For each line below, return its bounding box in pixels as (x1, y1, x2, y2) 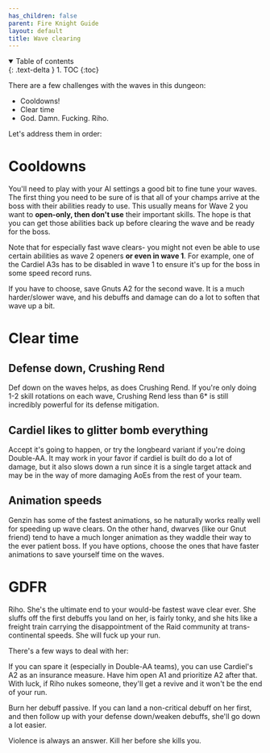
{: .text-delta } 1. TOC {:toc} (8, 65, 99, 75)
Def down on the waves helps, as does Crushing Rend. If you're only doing (8, 383, 256, 392)
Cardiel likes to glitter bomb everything (8, 423, 209, 437)
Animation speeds (8, 494, 102, 508)
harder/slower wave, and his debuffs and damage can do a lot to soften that (8, 292, 260, 303)
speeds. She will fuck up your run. (47, 630, 161, 640)
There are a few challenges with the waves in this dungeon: (8, 81, 206, 90)
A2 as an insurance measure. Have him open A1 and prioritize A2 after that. (8, 670, 258, 680)
